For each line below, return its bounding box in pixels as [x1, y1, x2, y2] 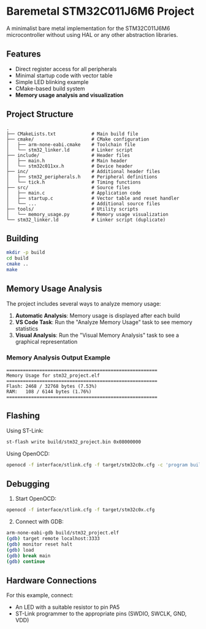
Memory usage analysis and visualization [15, 91, 124, 99]
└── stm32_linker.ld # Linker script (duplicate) [6, 217, 166, 223]
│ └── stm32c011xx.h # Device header [6, 163, 133, 169]
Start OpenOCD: [15, 495, 57, 503]
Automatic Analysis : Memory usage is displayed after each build [15, 312, 180, 319]
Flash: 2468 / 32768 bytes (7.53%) [6, 383, 97, 389]
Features [6, 49, 41, 60]
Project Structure [6, 109, 74, 120]
